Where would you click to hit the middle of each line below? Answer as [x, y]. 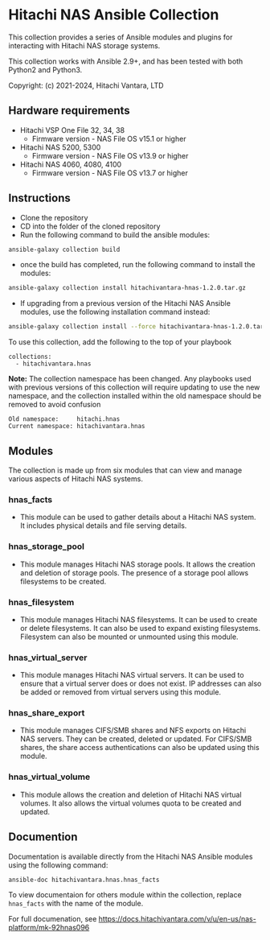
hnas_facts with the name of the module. [76, 903]
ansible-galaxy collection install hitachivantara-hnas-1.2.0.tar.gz [127, 288]
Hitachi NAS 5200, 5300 [60, 147]
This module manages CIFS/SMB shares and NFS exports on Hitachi [133, 731]
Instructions [39, 198]
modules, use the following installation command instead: [115, 312]
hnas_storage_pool [47, 546]
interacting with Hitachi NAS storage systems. [84, 45]
